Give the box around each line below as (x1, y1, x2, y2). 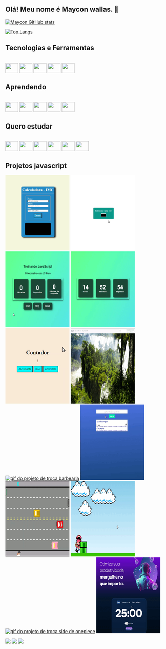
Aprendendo (5, 83, 47, 92)
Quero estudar (5, 122, 53, 131)
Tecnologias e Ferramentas (5, 44, 95, 52)
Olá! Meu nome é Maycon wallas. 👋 (5, 5, 119, 14)
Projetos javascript (5, 161, 67, 170)
